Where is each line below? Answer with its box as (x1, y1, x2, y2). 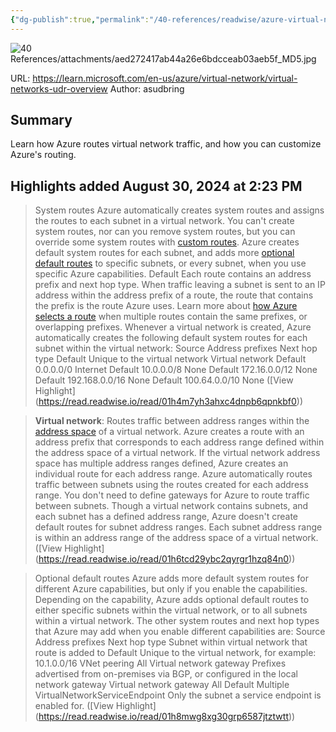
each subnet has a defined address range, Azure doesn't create (34, 511, 299, 523)
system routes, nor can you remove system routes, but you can (34, 226, 296, 238)
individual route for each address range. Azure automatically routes (34, 468, 313, 480)
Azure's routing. (10, 149, 77, 161)
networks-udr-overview (10, 82, 108, 95)
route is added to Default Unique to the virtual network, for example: (34, 647, 317, 659)
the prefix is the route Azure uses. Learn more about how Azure (34, 300, 298, 312)
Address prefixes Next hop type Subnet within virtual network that (34, 636, 308, 648)
